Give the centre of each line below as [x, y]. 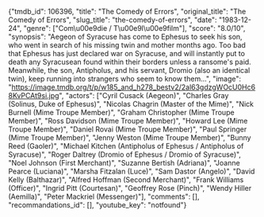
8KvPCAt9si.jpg [34, 95]
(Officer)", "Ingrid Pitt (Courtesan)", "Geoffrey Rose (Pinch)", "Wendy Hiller [130, 188]
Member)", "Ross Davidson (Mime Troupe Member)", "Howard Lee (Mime [128, 121]
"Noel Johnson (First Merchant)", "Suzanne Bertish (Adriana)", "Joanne [124, 163]
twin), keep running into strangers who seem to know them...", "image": [125, 79]
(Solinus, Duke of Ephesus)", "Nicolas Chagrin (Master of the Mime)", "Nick [131, 104]
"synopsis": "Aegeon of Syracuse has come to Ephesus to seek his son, [126, 36]
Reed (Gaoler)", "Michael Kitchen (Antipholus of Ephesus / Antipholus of [126, 146]
